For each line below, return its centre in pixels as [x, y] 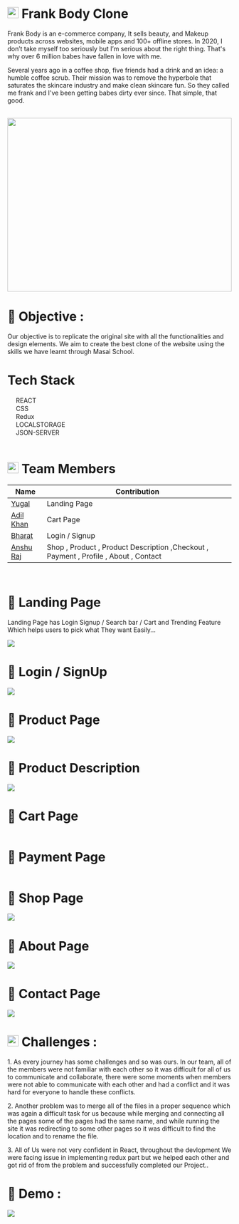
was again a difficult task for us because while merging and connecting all [116, 1114]
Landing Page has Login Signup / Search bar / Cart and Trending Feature [114, 622]
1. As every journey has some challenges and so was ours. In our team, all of [119, 1062]
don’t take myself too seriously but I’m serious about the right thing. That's [117, 48]
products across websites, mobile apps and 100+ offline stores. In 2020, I [115, 41]
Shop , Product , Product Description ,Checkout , [128, 547]
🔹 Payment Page [57, 857]
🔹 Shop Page [46, 898]
